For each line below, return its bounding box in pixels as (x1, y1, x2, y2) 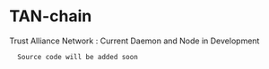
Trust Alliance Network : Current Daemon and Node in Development (9, 35, 260, 46)
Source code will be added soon (17, 52, 139, 61)
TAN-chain (9, 6, 92, 27)
